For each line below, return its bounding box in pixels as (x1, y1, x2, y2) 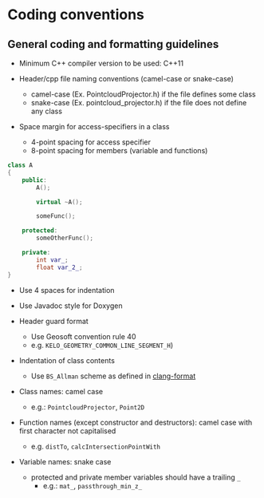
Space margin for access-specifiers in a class (18, 122, 170, 131)
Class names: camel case (18, 386, 104, 396)
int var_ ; (36, 255, 69, 264)
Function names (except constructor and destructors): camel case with (18, 417, 253, 427)
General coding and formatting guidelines (7, 38, 219, 51)
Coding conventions (7, 6, 144, 24)
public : (22, 176, 47, 184)
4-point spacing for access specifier (30, 137, 151, 147)
